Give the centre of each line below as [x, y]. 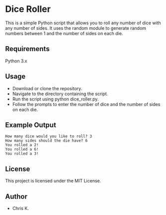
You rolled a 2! [22, 145]
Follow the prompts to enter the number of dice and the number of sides [86, 104]
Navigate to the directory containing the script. [60, 94]
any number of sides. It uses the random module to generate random [76, 28]
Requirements [27, 49]
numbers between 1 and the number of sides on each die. [64, 33]
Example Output [31, 125]
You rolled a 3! [22, 154]
